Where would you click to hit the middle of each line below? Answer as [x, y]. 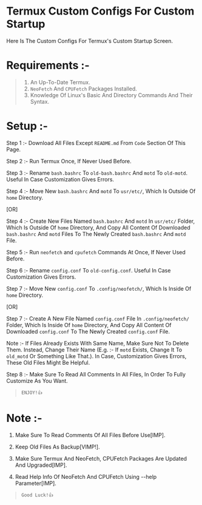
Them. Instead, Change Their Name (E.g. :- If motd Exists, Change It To [94, 350]
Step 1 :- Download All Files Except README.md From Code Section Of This [96, 143]
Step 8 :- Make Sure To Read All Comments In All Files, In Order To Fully [96, 374]
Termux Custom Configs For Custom [100, 11]
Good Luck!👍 [37, 495]
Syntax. [40, 101]
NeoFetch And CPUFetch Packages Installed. [84, 89]
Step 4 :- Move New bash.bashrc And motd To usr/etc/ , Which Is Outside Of [101, 191]
